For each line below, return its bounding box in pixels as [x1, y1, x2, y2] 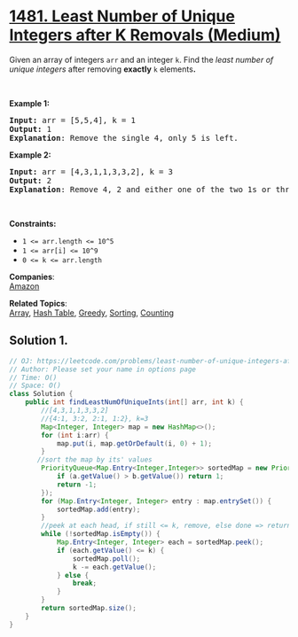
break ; [72, 579, 98, 588]
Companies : [9, 271, 55, 282]
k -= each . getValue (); [72, 563, 157, 571]
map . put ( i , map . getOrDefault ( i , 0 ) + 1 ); [56, 439, 213, 448]
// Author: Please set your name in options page [9, 365, 197, 374]
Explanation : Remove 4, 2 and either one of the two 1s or [9, 184, 272, 194]
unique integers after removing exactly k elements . [9, 64, 197, 74]
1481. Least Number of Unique [9, 6, 235, 27]
